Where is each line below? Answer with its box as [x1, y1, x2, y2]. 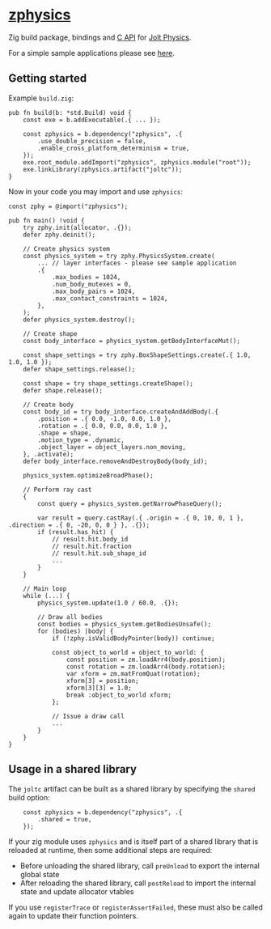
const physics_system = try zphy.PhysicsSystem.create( [23, 252, 216, 260]
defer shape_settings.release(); [23, 365, 136, 373]
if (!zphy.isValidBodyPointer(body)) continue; [51, 634, 216, 643]
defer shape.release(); [23, 386, 104, 394]
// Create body [23, 401, 74, 409]
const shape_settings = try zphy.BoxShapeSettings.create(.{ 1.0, [23, 350, 252, 359]
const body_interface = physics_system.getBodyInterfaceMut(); [23, 337, 241, 345]
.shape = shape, [37, 429, 92, 437]
